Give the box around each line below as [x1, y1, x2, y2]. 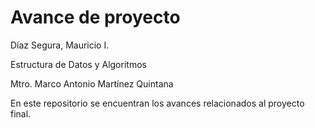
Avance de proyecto [10, 6, 181, 29]
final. [10, 107, 32, 120]
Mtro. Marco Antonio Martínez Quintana [10, 77, 174, 90]
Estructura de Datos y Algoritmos [10, 58, 147, 70]
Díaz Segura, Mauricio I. [10, 39, 110, 51]
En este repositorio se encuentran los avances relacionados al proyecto [10, 97, 305, 109]
